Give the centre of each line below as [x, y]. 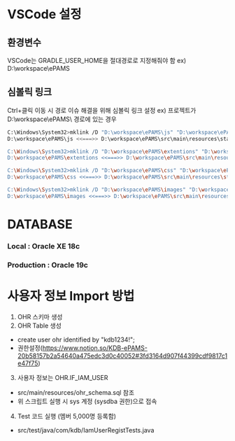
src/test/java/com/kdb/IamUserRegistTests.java [86, 430]
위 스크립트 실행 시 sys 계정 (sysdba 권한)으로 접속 [87, 401]
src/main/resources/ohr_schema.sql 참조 [76, 392]
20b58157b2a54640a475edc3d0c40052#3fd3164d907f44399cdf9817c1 [122, 356]
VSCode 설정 [44, 14]
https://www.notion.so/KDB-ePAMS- [95, 348]
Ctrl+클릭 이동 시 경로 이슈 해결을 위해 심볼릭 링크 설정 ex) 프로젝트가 [102, 110]
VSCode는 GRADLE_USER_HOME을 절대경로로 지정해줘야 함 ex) [97, 61]
